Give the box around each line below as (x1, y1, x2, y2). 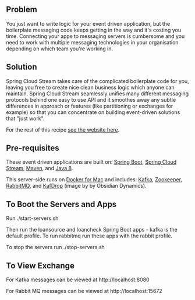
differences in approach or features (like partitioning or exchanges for (6, 102, 173, 109)
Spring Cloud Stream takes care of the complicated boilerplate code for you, (6, 77, 189, 84)
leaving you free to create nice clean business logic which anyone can (6, 84, 175, 91)
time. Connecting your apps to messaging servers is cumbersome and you (6, 32, 185, 40)
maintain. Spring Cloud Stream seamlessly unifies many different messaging (6, 90, 189, 97)
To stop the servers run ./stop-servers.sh (6, 244, 105, 251)
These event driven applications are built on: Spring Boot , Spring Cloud (6, 158, 177, 165)
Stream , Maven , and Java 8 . (6, 165, 73, 172)
